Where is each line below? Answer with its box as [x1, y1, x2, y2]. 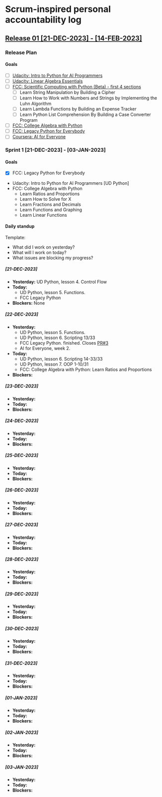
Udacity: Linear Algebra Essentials [12, 78, 83, 84]
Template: [5, 234, 26, 240]
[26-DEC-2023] [5, 487, 39, 493]
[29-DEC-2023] [5, 591, 39, 597]
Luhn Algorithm [19, 101, 52, 107]
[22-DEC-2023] [5, 311, 39, 318]
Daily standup [5, 223, 35, 229]
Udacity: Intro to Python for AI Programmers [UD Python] [12, 180, 129, 186]
